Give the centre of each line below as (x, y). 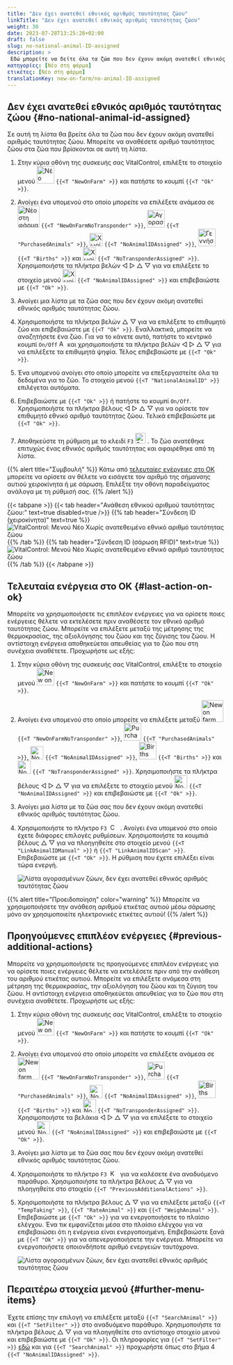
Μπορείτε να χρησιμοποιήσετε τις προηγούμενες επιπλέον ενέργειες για (113, 964)
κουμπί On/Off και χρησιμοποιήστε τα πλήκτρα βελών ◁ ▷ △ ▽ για (119, 345)
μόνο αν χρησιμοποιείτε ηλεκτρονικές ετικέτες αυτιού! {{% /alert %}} (108, 914)
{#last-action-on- (174, 586)
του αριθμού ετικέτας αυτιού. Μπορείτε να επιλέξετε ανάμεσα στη (104, 978)
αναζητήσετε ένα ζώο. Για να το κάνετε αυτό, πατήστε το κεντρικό (114, 337)
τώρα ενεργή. (37, 865)
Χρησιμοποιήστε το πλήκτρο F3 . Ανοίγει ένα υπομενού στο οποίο (117, 828)
